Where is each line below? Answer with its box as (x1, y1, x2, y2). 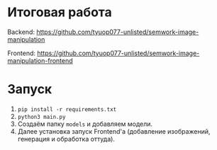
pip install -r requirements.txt (17, 105, 117, 113)
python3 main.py (17, 113, 66, 120)
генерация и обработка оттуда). (17, 134, 116, 143)
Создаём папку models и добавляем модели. (17, 120, 153, 128)
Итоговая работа (7, 4, 112, 21)
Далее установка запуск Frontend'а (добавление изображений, (17, 127, 211, 135)
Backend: (7, 28, 35, 36)
